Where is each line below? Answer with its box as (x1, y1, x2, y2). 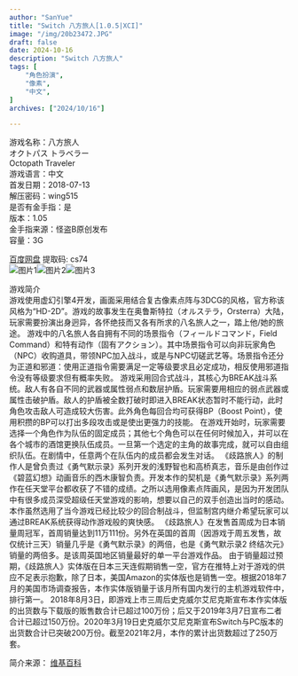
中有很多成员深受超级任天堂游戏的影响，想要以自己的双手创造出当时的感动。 (9, 494, 289, 506)
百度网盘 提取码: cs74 (9, 254, 89, 264)
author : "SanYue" (9, 12, 74, 22)
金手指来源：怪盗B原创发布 (9, 224, 108, 235)
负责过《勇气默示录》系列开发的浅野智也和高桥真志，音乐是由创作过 (39, 461, 289, 472)
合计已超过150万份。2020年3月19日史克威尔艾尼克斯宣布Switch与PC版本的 (9, 617, 284, 627)
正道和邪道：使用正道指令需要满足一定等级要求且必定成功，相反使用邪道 (16, 361, 281, 373)
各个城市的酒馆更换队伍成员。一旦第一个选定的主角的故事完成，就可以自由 (9, 439, 281, 450)
